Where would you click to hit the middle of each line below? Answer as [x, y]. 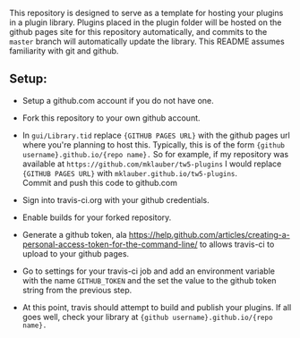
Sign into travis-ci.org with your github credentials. [116, 199]
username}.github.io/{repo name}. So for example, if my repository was [155, 154]
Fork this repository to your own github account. [111, 118]
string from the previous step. [77, 290]
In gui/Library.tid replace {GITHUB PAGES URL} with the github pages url [156, 135]
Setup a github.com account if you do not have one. [118, 100]
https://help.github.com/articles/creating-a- [210, 234]
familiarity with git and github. [64, 51]
